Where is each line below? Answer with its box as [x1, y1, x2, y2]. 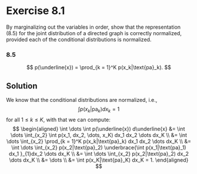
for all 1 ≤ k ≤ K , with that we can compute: [6, 116, 111, 123]
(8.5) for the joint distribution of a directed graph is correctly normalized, [6, 29, 182, 36]
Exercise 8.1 [6, 4, 65, 18]
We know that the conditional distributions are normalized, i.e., [6, 97, 158, 104]
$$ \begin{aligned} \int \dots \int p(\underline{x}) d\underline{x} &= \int [12, 125, 185, 132]
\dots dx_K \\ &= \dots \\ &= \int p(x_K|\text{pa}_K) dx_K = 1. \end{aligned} [9, 156, 189, 163]
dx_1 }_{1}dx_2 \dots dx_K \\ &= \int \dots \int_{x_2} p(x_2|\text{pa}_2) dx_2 [8, 150, 189, 157]
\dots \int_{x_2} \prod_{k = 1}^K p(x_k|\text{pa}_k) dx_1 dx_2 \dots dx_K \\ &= [6, 138, 192, 145]
